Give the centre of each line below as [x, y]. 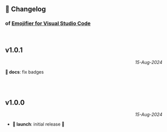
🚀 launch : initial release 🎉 [38, 124]
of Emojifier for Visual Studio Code [48, 23]
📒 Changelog [26, 9]
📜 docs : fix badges [24, 72]
